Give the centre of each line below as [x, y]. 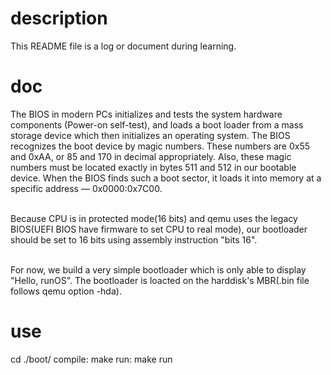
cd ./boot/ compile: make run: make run [91, 359]
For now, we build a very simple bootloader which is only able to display [158, 269]
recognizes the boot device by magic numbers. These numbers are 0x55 [160, 146]
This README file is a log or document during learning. [123, 46]
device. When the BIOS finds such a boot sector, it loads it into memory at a [166, 178]
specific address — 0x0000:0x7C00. [86, 188]
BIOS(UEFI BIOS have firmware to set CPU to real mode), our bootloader [159, 229]
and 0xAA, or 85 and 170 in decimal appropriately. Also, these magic [151, 156]
